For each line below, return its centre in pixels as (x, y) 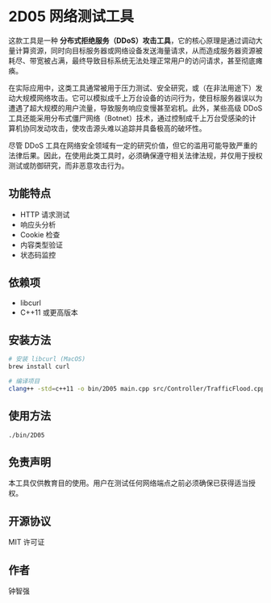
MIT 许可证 (27, 542)
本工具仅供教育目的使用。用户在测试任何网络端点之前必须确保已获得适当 (128, 483)
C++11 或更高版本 (49, 312)
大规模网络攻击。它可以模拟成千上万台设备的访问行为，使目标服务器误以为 (139, 98)
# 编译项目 (24, 381)
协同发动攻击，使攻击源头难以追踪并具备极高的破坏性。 (114, 128)
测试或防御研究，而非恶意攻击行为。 (69, 165)
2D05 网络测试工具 (71, 17)
